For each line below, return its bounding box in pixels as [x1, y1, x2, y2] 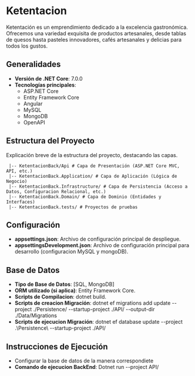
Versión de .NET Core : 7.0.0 [14, 75, 83, 82]
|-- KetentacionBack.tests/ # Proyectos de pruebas [8, 204, 138, 210]
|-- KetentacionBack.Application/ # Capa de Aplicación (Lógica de [8, 173, 177, 179]
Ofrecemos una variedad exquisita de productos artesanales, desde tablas [6, 29, 187, 36]
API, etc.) [6, 168, 33, 174]
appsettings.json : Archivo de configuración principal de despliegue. [14, 235, 181, 242]
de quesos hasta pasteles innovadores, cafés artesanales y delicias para [6, 36, 182, 43]
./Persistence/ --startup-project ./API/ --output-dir [33, 306, 155, 313]
